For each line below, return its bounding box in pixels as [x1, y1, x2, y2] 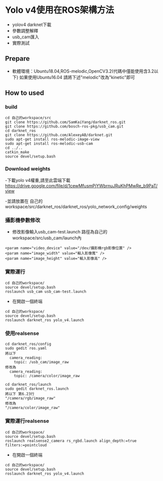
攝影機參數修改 [5, 217, 41, 224]
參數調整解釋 [12, 27, 38, 33]
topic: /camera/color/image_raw [14, 373, 80, 378]
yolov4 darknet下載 [12, 22, 51, 27]
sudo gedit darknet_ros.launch [5, 386, 69, 391]
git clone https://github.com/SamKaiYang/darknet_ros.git [5, 120, 126, 125]
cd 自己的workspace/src [5, 116, 51, 121]
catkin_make [5, 150, 29, 155]
